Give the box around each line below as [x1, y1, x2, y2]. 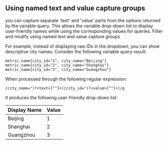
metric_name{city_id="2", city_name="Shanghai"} [5, 62, 109, 67]
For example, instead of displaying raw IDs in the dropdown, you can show [5, 43, 160, 49]
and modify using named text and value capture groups [5, 33, 120, 39]
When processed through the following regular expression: [5, 76, 127, 82]
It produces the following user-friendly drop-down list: [5, 94, 118, 100]
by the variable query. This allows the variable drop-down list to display [5, 23, 153, 29]
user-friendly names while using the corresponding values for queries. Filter [5, 28, 163, 34]
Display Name [8, 106, 42, 113]
